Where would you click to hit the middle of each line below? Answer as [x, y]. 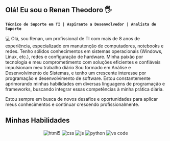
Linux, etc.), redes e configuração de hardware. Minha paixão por [74, 57]
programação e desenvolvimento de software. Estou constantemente [78, 78]
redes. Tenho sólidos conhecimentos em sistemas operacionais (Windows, [84, 51]
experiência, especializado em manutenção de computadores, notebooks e [84, 46]
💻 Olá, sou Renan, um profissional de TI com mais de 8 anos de [73, 38]
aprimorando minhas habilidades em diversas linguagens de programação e [85, 83]
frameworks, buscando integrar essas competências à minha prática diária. [85, 89]
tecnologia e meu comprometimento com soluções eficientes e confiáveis [83, 62]
